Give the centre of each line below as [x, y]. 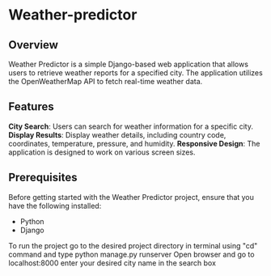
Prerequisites [43, 178]
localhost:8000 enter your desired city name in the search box [112, 263]
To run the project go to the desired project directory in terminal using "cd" [133, 245]
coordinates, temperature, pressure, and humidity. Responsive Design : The [134, 143]
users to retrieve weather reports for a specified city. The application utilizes [135, 73]
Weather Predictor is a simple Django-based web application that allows [129, 64]
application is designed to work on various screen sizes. [102, 152]
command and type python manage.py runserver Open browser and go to [131, 254]
